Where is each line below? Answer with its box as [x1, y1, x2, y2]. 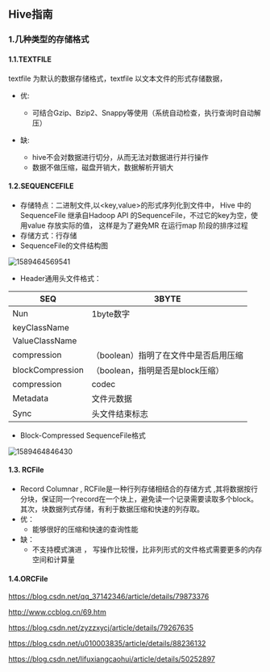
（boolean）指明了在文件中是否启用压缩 [91, 350, 243, 361]
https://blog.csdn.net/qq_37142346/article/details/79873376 [8, 592, 210, 602]
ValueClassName [12, 334, 77, 346]
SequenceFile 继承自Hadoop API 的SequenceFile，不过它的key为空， [19, 210, 251, 220]
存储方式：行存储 [19, 230, 77, 240]
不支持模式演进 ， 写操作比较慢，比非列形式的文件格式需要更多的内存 [31, 544, 263, 554]
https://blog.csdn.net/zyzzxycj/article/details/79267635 [8, 623, 193, 632]
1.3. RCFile [8, 465, 44, 475]
